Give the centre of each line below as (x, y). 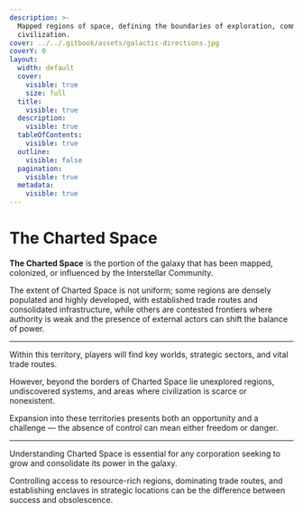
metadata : (36, 186)
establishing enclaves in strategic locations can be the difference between (147, 490)
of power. (27, 328)
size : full (46, 93)
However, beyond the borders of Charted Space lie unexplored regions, (142, 381)
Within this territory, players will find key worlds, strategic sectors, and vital (149, 354)
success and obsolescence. (61, 499)
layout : (24, 59)
